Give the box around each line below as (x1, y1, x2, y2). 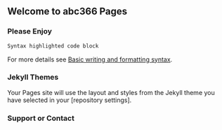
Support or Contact (7, 113, 75, 123)
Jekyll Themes (7, 73, 59, 82)
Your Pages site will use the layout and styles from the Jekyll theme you (7, 88, 216, 96)
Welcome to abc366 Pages (7, 6, 128, 17)
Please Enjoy (7, 27, 53, 36)
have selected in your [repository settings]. (7, 96, 132, 104)
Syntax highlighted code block (7, 42, 99, 50)
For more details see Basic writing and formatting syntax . (7, 55, 173, 64)
